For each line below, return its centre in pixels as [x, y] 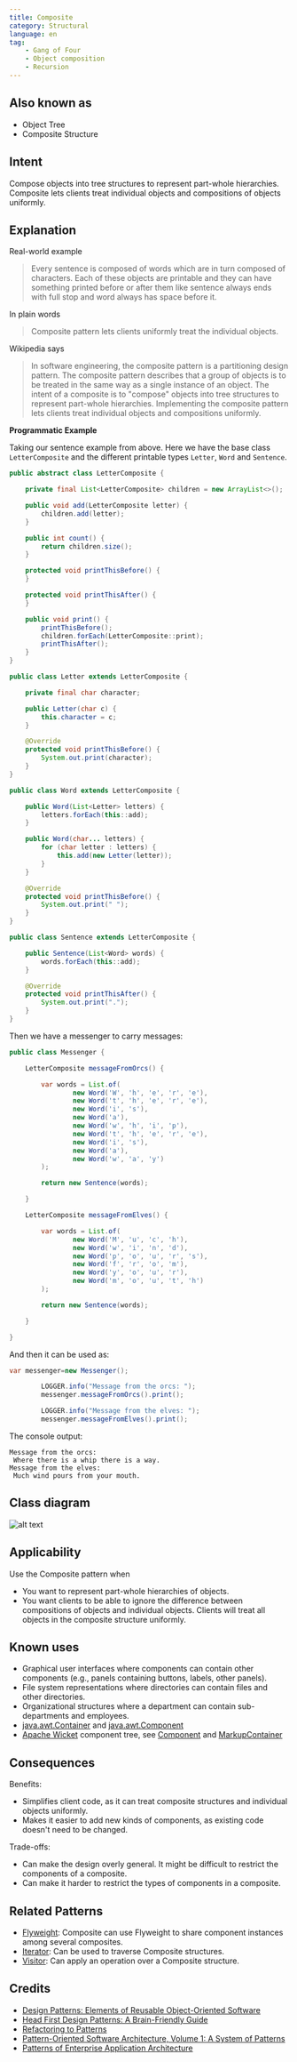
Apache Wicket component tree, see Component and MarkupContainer [152, 1735]
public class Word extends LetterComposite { [94, 790]
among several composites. [73, 1942]
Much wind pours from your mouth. [77, 1476]
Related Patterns [56, 1911]
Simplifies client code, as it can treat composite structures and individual [155, 1801]
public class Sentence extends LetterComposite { [103, 938]
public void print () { [67, 619]
